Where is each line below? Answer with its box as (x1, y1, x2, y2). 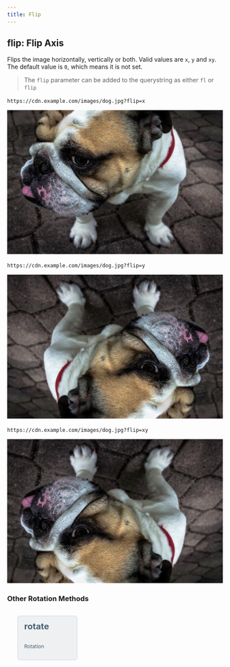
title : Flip (7, 11, 41, 18)
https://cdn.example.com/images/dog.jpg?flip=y (7, 263, 146, 269)
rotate (23, 621, 49, 632)
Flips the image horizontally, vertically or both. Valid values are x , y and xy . (7, 56, 217, 64)
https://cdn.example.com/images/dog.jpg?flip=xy (7, 427, 149, 434)
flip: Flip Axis (7, 38, 64, 49)
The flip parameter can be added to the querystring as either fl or (23, 76, 214, 84)
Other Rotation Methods (7, 594, 89, 603)
